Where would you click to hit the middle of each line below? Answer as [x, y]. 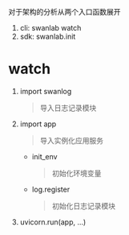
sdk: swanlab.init [48, 36]
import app [38, 124]
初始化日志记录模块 [84, 206]
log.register [51, 189]
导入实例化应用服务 [72, 140]
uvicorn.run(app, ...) [53, 222]
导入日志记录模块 [68, 108]
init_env [44, 156]
